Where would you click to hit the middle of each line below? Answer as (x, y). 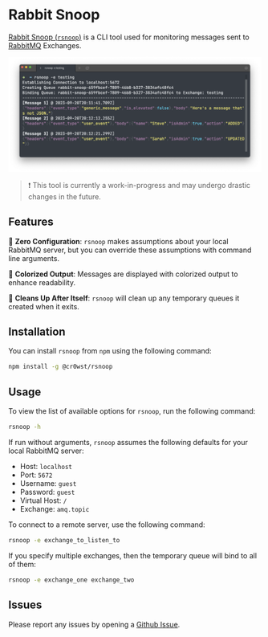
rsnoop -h (25, 427)
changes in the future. (65, 196)
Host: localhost (46, 466)
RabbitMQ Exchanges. (45, 45)
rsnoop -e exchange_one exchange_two (71, 580)
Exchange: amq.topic (55, 508)
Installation (37, 332)
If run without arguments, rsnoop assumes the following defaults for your (128, 442)
